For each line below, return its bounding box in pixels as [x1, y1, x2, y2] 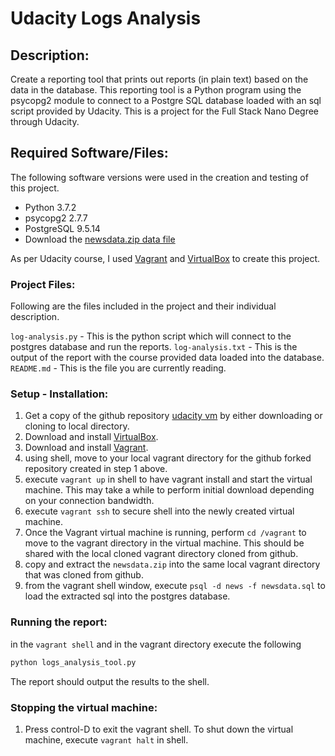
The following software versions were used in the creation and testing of [10, 171, 309, 183]
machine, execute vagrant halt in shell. [24, 733, 189, 746]
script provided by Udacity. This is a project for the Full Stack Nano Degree [10, 105, 320, 117]
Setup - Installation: [10, 387, 109, 401]
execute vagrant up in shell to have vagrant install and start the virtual [24, 473, 313, 486]
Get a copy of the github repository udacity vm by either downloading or [24, 410, 323, 422]
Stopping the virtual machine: [10, 700, 158, 714]
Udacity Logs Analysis [10, 7, 202, 30]
